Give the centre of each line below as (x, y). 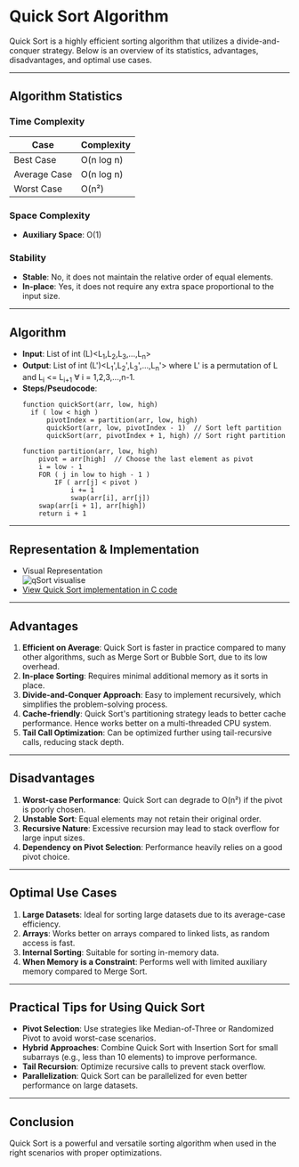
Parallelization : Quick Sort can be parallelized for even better (134, 1076)
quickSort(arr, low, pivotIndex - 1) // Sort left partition (164, 428)
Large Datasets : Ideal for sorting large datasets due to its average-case (154, 914)
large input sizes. (53, 838)
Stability (28, 257)
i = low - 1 (61, 467)
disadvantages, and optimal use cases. (81, 60)
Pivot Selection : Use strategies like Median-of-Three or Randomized (148, 1029)
